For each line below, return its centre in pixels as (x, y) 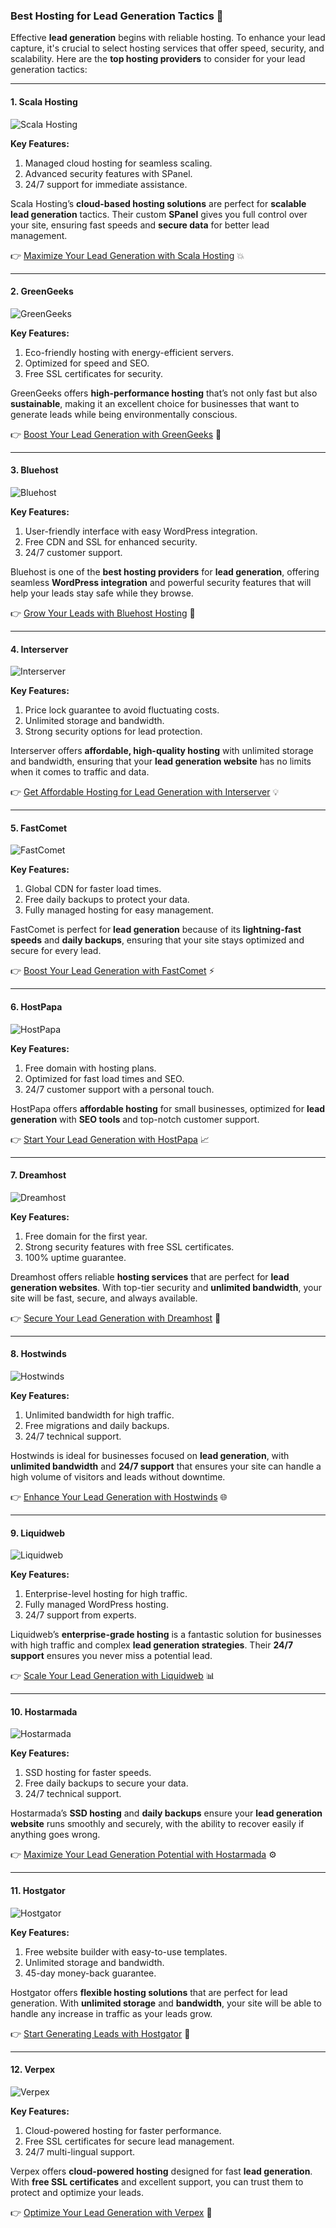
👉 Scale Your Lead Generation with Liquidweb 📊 (112, 1676)
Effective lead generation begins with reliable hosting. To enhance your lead (168, 38)
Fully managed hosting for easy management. (119, 910)
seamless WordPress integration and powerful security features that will (161, 582)
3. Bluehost (34, 470)
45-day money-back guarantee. (90, 1973)
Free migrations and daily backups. (97, 1425)
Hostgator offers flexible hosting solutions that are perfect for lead (149, 1992)
